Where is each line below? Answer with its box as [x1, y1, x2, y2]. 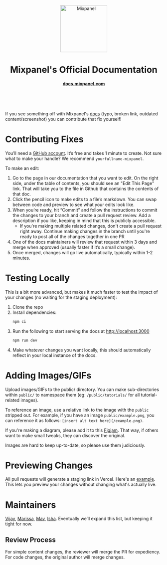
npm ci [12, 319, 26, 324]
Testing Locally [5, 273, 70, 284]
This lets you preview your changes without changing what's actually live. [5, 481, 157, 488]
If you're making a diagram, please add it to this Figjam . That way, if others [5, 427, 159, 433]
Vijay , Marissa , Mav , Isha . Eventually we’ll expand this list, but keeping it [5, 516, 153, 522]
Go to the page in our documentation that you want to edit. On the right [12, 175, 159, 181]
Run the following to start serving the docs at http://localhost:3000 [12, 328, 150, 334]
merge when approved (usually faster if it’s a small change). [12, 244, 136, 250]
